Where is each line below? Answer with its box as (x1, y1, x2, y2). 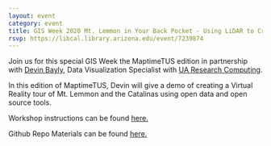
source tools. (8, 98, 52, 107)
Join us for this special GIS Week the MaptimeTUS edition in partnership (8, 56, 248, 66)
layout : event (8, 11, 56, 20)
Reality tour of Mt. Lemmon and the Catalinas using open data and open (8, 90, 248, 99)
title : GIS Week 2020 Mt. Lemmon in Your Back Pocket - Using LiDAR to (8, 27, 254, 35)
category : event (8, 19, 63, 27)
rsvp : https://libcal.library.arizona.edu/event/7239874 (8, 34, 204, 43)
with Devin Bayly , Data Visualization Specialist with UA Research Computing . (8, 65, 263, 75)
